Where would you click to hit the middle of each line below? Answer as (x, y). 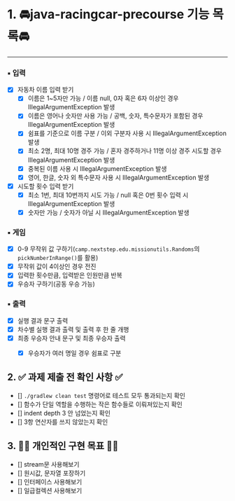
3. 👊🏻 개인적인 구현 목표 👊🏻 (63, 446)
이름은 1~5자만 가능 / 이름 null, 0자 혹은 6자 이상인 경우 (103, 98)
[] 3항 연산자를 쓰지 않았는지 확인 (63, 422)
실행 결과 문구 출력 (43, 320)
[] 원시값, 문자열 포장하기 (51, 473)
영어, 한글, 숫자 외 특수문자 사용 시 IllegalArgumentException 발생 (119, 177)
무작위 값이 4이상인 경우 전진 (57, 266)
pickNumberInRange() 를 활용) (58, 258)
